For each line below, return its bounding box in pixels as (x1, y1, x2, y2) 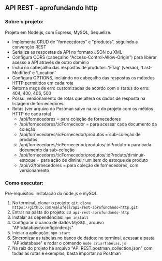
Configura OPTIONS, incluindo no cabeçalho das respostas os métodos (12, 75, 155, 80)
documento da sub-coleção (19, 147, 75, 153)
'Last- (140, 64, 152, 70)
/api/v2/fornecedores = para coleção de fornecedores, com (19, 162, 139, 168)
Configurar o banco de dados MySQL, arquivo (12, 219, 104, 225)
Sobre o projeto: (5, 18, 44, 25)
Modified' (12, 70, 31, 76)
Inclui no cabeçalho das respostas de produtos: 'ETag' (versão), (12, 64, 140, 70)
